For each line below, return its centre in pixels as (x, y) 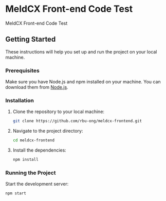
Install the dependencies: (40, 150)
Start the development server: (37, 184)
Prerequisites (22, 70)
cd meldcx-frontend (34, 140)
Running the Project (31, 173)
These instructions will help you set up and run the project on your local (81, 51)
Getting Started (31, 39)
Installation (20, 100)
